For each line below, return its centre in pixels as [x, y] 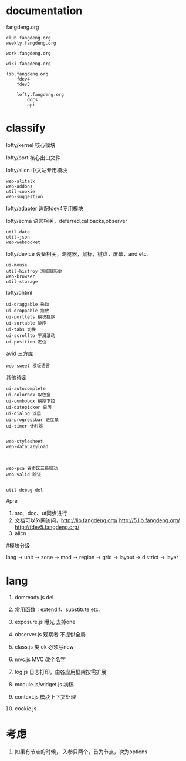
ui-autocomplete [26, 388]
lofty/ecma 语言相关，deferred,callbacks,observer [67, 221]
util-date [18, 232]
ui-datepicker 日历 [29, 407]
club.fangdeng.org [28, 38]
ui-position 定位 [26, 342]
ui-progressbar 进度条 [33, 420]
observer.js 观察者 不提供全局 [50, 634]
